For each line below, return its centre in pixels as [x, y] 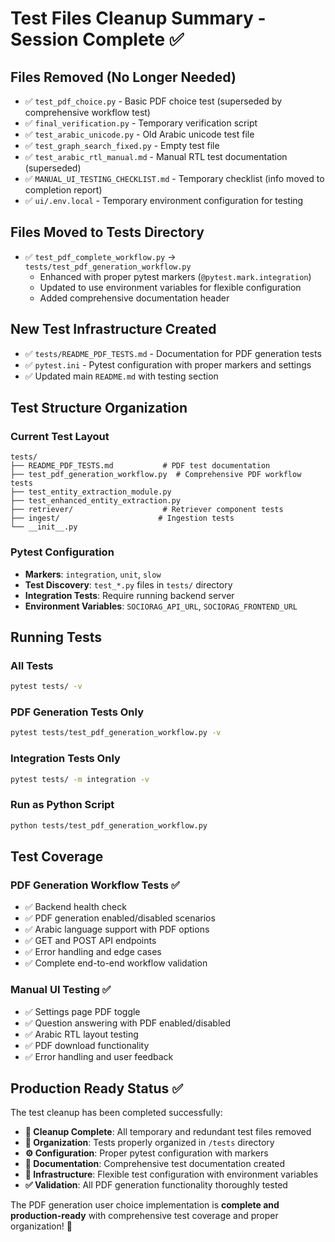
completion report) [63, 190]
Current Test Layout [60, 436]
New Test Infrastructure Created [113, 329]
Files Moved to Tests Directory [107, 232]
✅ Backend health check [75, 907]
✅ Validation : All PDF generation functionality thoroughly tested [156, 1185]
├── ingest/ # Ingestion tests [122, 518]
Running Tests [56, 637]
